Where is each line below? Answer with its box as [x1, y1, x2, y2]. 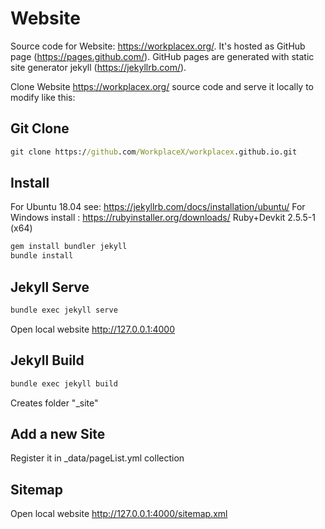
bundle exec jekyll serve [10, 305, 118, 315]
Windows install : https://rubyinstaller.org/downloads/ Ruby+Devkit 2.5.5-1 [10, 212, 316, 224]
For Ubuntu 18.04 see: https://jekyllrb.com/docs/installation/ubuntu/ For [10, 201, 306, 213]
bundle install [10, 251, 74, 261]
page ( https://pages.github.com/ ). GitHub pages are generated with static [10, 50, 315, 62]
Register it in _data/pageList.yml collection [10, 452, 185, 464]
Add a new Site [10, 425, 106, 442]
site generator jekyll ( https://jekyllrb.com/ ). [10, 61, 187, 73]
